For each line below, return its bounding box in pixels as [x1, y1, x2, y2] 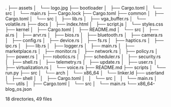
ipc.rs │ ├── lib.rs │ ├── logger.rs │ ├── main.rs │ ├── [5, 43, 135, 48]
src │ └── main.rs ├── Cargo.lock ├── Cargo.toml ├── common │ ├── [5, 10, 164, 16]
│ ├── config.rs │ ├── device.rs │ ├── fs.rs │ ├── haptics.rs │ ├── [5, 37, 164, 43]
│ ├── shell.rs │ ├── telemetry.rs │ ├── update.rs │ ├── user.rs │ [5, 59, 157, 65]
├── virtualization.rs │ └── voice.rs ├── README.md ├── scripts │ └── [5, 64, 166, 70]
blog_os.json [5, 86, 32, 92]
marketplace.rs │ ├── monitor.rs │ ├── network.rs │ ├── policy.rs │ [5, 48, 158, 54]
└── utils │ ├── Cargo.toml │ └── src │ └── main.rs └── [5, 81, 137, 87]
